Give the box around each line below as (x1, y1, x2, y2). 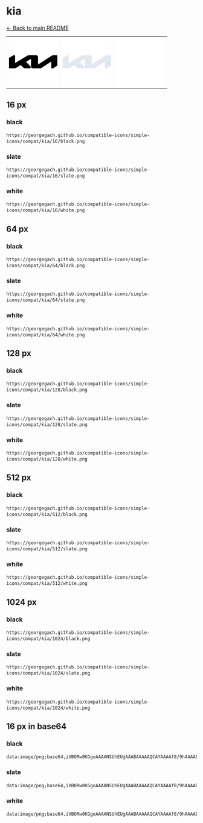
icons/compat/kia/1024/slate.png (6, 670, 91, 676)
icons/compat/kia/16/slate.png (6, 173, 85, 179)
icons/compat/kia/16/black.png (6, 138, 85, 144)
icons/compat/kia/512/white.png (6, 581, 88, 587)
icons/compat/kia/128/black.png (6, 387, 88, 393)
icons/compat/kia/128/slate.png (6, 421, 88, 428)
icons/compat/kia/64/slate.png (6, 297, 85, 304)
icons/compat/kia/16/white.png (6, 207, 85, 213)
